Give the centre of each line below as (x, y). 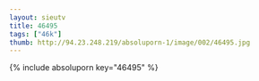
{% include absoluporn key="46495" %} (84, 68)
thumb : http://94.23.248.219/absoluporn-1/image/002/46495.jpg (130, 42)
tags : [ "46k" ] (36, 34)
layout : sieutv (38, 17)
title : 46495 (34, 26)
